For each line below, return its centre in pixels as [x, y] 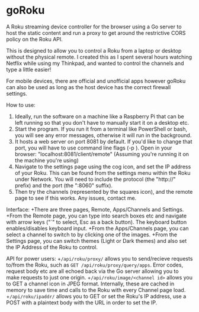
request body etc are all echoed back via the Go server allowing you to [92, 271]
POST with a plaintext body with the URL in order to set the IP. [82, 303]
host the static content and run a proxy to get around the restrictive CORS [96, 32]
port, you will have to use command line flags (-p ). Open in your [93, 148]
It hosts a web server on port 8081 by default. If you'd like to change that [103, 141]
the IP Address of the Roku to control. [52, 247]
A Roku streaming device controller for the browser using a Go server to [94, 27]
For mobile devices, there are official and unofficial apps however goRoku [96, 81]
